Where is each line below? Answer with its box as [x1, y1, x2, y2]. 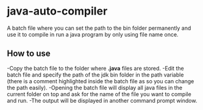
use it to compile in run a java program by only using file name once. [7, 30, 179, 38]
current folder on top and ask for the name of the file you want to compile [7, 90, 191, 98]
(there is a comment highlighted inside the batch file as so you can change [7, 77, 194, 84]
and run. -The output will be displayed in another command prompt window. [7, 97, 198, 104]
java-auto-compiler [7, 4, 108, 18]
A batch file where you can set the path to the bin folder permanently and [7, 24, 191, 32]
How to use [7, 49, 51, 59]
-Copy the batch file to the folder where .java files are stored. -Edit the [7, 64, 185, 72]
